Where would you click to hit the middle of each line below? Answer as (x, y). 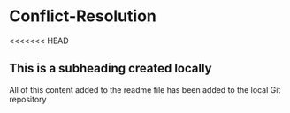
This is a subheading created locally (111, 68)
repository (28, 99)
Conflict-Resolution (83, 16)
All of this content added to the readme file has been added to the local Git (145, 89)
